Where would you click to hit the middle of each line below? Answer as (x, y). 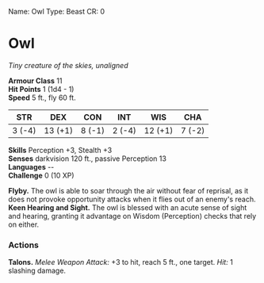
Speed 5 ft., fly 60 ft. (42, 98)
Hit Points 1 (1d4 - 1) (41, 89)
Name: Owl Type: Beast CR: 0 (57, 11)
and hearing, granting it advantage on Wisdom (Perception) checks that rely (132, 216)
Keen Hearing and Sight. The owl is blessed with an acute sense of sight (128, 207)
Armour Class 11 (35, 80)
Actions (24, 245)
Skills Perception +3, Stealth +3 (60, 150)
